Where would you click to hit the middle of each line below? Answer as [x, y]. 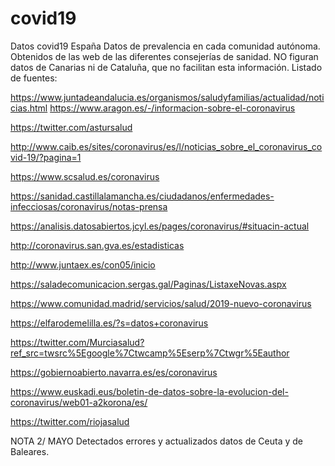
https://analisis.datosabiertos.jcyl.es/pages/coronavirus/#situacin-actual [160, 226]
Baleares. [30, 451]
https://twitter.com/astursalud [71, 127]
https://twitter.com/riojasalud [70, 421]
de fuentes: [34, 78]
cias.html [29, 108]
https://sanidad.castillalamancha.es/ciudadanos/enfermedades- [142, 196]
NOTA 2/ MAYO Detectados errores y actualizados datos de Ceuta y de [157, 441]
